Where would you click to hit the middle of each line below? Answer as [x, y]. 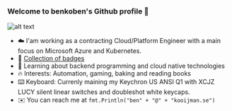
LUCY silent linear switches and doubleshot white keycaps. [104, 92]
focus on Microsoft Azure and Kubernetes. [79, 51]
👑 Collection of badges [51, 59]
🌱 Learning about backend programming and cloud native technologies [121, 66]
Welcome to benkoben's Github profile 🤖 [78, 11]
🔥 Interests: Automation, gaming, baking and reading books [104, 74]
